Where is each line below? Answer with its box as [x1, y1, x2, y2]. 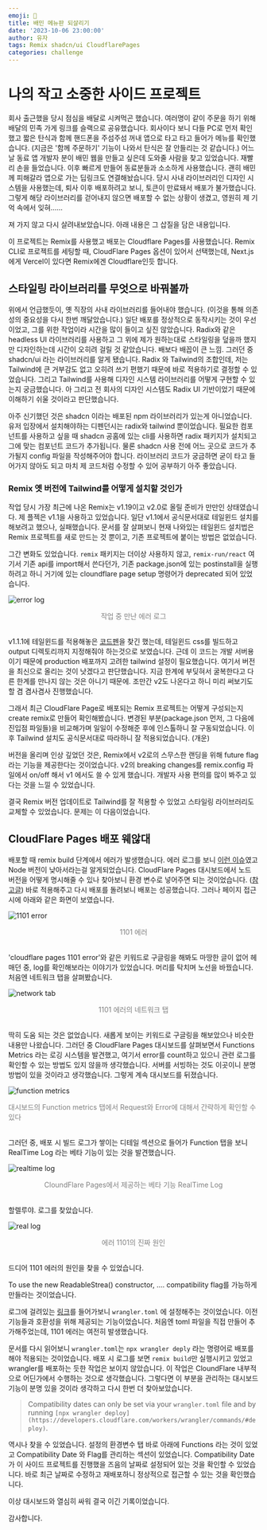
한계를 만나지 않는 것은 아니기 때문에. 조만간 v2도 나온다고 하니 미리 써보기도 [16, 677, 253, 686]
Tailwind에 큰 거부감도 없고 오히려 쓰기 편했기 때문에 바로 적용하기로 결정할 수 [8, 364, 250, 374]
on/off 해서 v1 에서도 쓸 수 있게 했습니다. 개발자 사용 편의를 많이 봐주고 [29, 770, 249, 780]
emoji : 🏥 [8, 11, 37, 20]
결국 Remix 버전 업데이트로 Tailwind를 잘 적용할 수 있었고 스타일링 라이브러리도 [8, 797, 254, 806]
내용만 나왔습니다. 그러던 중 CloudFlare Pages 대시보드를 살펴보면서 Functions [8, 1040, 255, 1049]
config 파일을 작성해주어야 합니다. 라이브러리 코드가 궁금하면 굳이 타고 [29, 451, 248, 460]
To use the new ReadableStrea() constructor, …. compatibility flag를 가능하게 [8, 1279, 257, 1290]
